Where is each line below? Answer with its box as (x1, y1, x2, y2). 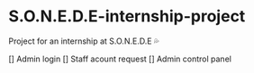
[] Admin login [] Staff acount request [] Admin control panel (8, 53, 231, 64)
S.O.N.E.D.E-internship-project (8, 6, 246, 27)
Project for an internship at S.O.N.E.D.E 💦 (8, 36, 159, 46)
